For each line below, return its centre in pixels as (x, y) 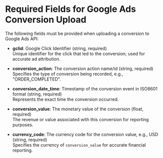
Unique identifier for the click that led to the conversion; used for (79, 54)
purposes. (23, 125)
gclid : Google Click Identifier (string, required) (59, 48)
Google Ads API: (22, 39)
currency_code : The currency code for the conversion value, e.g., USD (85, 134)
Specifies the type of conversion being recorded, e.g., (68, 74)
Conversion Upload (46, 20)
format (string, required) (37, 94)
